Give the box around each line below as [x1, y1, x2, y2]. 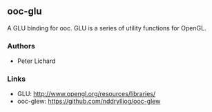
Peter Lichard [17, 57, 56, 65]
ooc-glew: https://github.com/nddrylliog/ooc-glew [17, 97, 161, 106]
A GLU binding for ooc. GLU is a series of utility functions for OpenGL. [7, 24, 206, 32]
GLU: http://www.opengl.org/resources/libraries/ [17, 90, 156, 98]
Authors [7, 41, 36, 50]
